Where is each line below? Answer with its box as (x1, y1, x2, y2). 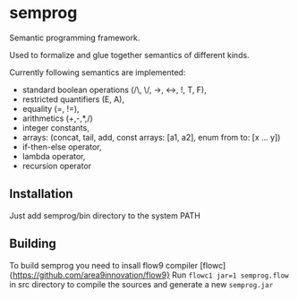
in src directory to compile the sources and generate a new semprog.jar (9, 278, 274, 289)
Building (9, 236, 56, 252)
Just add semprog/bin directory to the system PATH (9, 209, 201, 221)
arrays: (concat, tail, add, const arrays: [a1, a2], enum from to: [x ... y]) (21, 132, 281, 142)
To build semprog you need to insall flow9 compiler (9, 260, 199, 270)
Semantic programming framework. (9, 32, 140, 43)
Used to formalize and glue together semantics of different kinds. (9, 49, 250, 60)
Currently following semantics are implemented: (9, 66, 186, 78)
